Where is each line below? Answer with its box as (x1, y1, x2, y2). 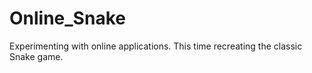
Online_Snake (9, 7, 126, 30)
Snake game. (9, 50, 64, 62)
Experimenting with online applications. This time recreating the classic (9, 40, 303, 52)
